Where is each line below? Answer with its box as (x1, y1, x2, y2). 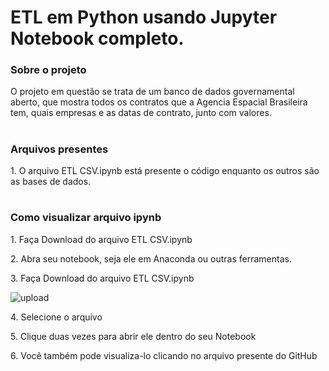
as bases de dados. (10, 176, 92, 188)
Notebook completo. (10, 27, 185, 50)
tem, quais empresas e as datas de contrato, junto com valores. (10, 107, 272, 119)
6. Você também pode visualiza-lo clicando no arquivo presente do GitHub (10, 349, 318, 361)
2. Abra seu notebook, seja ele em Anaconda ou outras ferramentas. (10, 252, 292, 265)
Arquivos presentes (10, 142, 109, 156)
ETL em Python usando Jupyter (10, 6, 278, 29)
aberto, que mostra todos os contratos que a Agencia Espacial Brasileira (10, 96, 308, 108)
